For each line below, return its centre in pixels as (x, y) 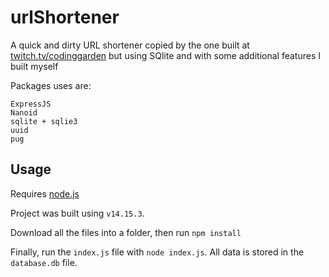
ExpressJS (31, 104)
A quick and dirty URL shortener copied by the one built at (130, 45)
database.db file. (44, 262)
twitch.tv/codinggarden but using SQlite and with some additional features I (165, 55)
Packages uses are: (51, 85)
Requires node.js (45, 193)
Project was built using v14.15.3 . (77, 213)
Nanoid (24, 112)
